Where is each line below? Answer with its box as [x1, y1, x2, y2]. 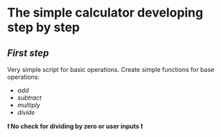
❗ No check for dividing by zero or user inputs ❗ [7, 122, 143, 130]
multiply [17, 101, 40, 109]
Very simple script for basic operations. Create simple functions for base [7, 66, 215, 73]
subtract [17, 93, 42, 102]
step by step [7, 19, 80, 35]
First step [7, 47, 49, 59]
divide [17, 109, 35, 116]
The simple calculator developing [7, 5, 204, 21]
